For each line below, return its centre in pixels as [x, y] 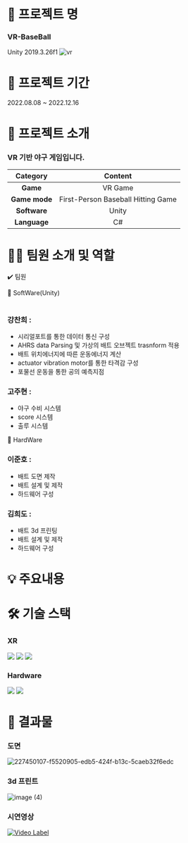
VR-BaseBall [29, 37]
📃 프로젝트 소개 [49, 133]
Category [31, 175]
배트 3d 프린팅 [37, 531]
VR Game [118, 187]
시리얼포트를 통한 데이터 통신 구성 [64, 337]
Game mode [32, 199]
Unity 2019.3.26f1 [33, 52]
